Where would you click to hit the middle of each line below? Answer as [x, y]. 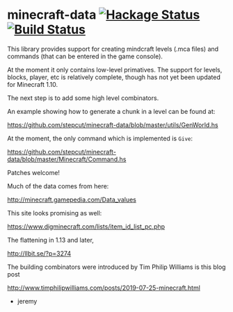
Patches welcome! [34, 172]
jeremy [27, 301]
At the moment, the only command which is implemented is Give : [100, 138]
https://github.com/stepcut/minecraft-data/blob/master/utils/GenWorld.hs [113, 124]
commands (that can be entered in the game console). [85, 56]
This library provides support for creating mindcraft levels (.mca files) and [113, 49]
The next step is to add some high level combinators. [83, 98]
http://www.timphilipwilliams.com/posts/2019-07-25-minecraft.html [104, 288]
